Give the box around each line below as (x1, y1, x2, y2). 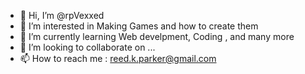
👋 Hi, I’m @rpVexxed (19, 10, 105, 21)
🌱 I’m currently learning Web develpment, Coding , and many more (19, 31, 295, 42)
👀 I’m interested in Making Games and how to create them (19, 20, 259, 32)
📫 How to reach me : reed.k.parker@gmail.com (19, 53, 217, 64)
